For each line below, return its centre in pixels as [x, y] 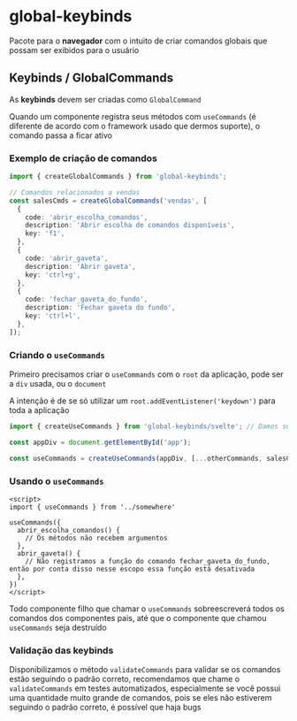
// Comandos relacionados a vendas [75, 192]
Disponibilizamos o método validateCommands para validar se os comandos [145, 670]
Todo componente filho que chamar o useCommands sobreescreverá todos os [147, 609]
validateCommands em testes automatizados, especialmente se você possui [145, 688]
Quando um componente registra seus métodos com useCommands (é [133, 116]
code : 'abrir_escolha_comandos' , [87, 217]
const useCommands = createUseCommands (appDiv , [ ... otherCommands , [136, 458]
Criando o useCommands [57, 355]
